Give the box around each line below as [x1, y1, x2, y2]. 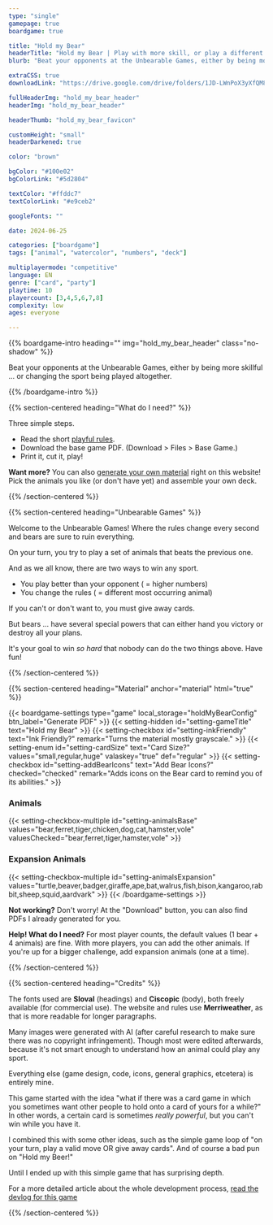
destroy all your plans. [8, 628, 83, 638]
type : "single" [8, 11, 60, 20]
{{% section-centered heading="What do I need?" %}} [8, 403, 192, 413]
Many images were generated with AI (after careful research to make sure [8, 1027, 256, 1036]
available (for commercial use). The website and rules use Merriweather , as [8, 1002, 263, 1012]
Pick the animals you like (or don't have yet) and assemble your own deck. [8, 476, 258, 486]
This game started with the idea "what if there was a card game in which [8, 1093, 252, 1102]
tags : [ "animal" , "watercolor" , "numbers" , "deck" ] [8, 249, 187, 257]
